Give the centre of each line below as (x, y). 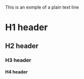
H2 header (22, 46)
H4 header (16, 72)
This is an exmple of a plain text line (42, 7)
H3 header (18, 60)
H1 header (26, 27)
